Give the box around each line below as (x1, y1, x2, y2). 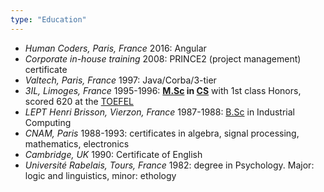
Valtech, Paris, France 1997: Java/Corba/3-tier (24, 74, 217, 86)
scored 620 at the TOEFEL (24, 95, 134, 107)
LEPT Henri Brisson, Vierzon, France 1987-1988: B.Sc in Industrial (24, 106, 295, 118)
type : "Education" (10, 14, 87, 25)
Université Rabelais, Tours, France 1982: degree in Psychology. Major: (24, 159, 315, 171)
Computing (24, 116, 72, 128)
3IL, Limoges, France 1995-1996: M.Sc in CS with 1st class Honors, (24, 84, 302, 96)
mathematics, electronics (24, 137, 130, 150)
